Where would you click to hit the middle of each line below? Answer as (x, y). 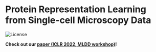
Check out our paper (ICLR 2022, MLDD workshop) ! (61, 44)
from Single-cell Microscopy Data (78, 20)
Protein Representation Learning (76, 9)
